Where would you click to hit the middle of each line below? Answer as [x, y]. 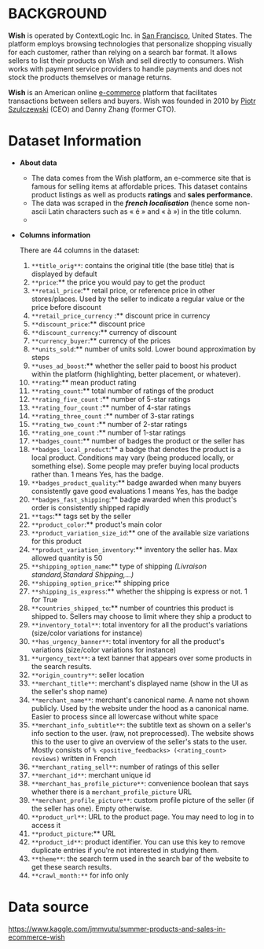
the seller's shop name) [69, 691]
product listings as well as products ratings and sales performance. [142, 194]
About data [38, 163]
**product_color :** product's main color [97, 524]
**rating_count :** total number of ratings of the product [122, 391]
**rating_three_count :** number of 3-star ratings [113, 416]
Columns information [55, 235]
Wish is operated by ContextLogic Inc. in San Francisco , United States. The [130, 35]
